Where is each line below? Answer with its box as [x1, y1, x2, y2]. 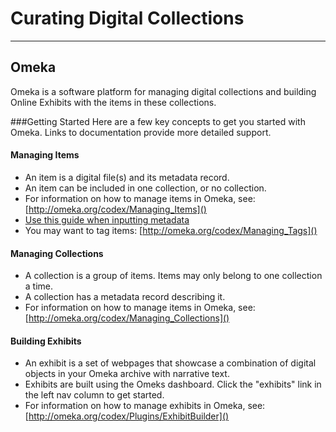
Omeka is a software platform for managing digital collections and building [10, 85, 317, 97]
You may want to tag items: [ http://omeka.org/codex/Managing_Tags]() [24, 224, 318, 236]
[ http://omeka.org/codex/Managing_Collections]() [24, 312, 230, 324]
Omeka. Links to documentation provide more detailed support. [10, 126, 272, 138]
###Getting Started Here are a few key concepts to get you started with [10, 115, 306, 127]
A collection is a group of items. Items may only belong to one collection [24, 270, 323, 282]
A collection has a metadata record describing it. [24, 291, 226, 303]
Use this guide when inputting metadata [24, 213, 190, 226]
